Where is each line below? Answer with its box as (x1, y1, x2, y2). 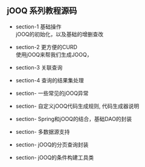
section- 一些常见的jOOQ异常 (15, 90, 89, 97)
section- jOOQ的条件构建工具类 (15, 154, 94, 161)
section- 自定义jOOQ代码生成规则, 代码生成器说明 (15, 102, 140, 110)
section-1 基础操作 (15, 23, 62, 30)
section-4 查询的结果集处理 (15, 76, 84, 83)
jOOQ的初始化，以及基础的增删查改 (15, 30, 104, 38)
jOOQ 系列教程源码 (7, 5, 77, 16)
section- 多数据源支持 (15, 128, 70, 135)
